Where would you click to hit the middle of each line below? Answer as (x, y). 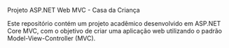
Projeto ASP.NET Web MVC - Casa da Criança (74, 10)
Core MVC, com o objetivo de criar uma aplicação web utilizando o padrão (115, 31)
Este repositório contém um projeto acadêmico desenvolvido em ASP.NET (114, 23)
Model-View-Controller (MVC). (51, 38)
